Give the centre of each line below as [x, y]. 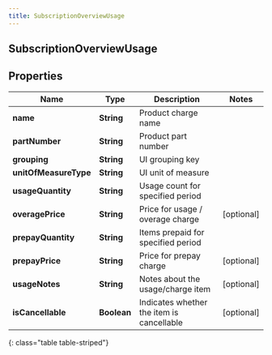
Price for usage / [170, 209]
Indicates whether [173, 302]
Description [176, 99]
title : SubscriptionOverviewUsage [67, 16]
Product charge [168, 113]
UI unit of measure [174, 173]
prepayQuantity [44, 237]
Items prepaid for [172, 232]
